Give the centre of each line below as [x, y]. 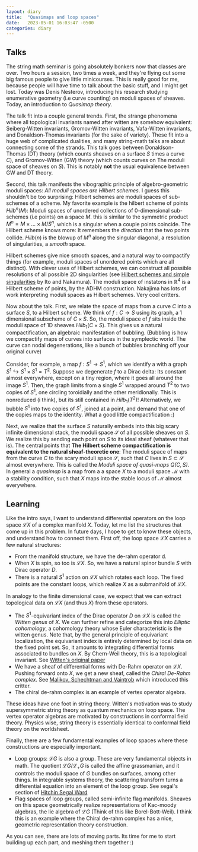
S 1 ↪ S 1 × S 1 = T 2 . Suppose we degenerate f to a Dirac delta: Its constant [96, 371]
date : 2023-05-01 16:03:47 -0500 [50, 23]
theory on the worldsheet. [38, 729]
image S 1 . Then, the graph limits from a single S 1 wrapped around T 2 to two [98, 385]
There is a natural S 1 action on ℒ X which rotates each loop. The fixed [99, 577]
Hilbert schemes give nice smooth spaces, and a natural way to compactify [98, 255]
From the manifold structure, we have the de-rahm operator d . [91, 556]
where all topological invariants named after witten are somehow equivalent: [99, 122]
